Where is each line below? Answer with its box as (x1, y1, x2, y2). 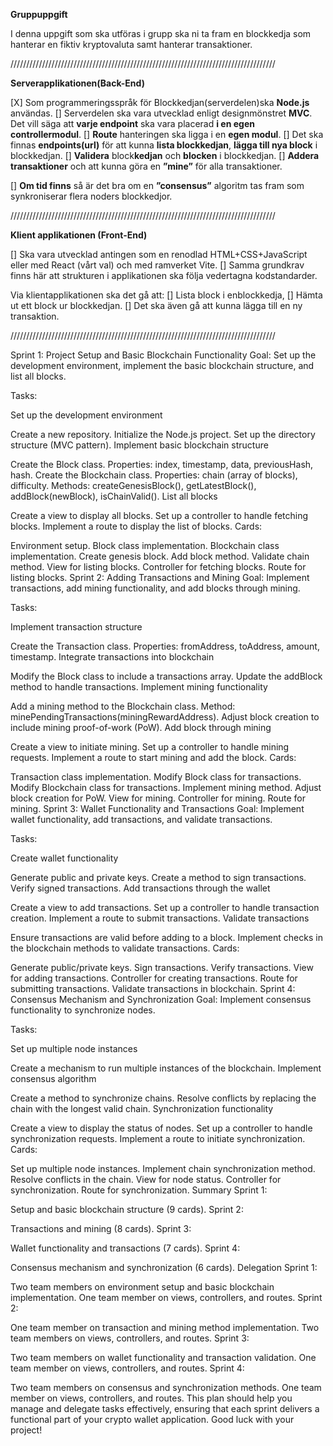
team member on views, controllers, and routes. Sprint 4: (10, 1362, 245, 1374)
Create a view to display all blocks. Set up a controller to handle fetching (10, 510, 309, 521)
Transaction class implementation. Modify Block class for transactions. (10, 771, 302, 783)
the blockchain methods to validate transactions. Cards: (10, 942, 240, 954)
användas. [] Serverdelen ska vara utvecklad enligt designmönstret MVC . (10, 107, 313, 119)
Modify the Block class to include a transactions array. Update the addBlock (10, 670, 323, 682)
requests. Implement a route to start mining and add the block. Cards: (10, 752, 297, 763)
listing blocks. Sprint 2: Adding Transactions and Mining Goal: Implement (10, 572, 310, 583)
